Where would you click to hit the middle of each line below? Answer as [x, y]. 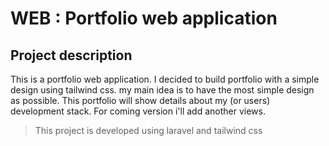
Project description [71, 55]
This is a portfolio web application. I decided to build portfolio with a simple [165, 79]
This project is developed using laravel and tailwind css [148, 130]
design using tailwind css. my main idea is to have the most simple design [162, 90]
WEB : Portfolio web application [144, 18]
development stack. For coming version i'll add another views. [138, 111]
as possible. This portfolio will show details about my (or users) [140, 100]
